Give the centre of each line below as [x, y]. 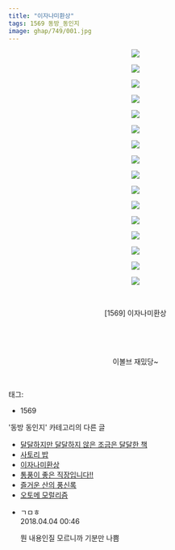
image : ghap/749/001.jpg [50, 31]
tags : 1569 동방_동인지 [44, 23]
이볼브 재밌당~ [135, 362]
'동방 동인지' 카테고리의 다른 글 [57, 427]
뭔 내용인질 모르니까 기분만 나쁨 [69, 538]
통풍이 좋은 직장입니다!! [57, 475]
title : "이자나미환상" [42, 16]
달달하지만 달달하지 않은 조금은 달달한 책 [83, 445]
